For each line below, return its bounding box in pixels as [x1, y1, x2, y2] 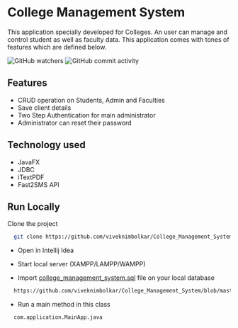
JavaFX [17, 157, 40, 166]
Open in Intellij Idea [17, 246, 74, 255]
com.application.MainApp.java [13, 314, 103, 321]
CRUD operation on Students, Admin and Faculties [17, 96, 165, 104]
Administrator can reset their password [17, 118, 132, 127]
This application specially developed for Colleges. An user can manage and [7, 28, 228, 36]
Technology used [7, 139, 86, 151]
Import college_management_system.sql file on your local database [17, 273, 215, 282]
